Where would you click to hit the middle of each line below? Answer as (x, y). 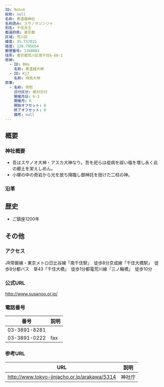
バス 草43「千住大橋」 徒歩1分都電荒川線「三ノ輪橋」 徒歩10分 (86, 269)
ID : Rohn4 (15, 10)
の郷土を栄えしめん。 (34, 169)
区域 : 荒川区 (16, 37)
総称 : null (15, 14)
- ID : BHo (19, 64)
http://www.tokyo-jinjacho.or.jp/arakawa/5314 (62, 377)
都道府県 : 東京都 (20, 32)
